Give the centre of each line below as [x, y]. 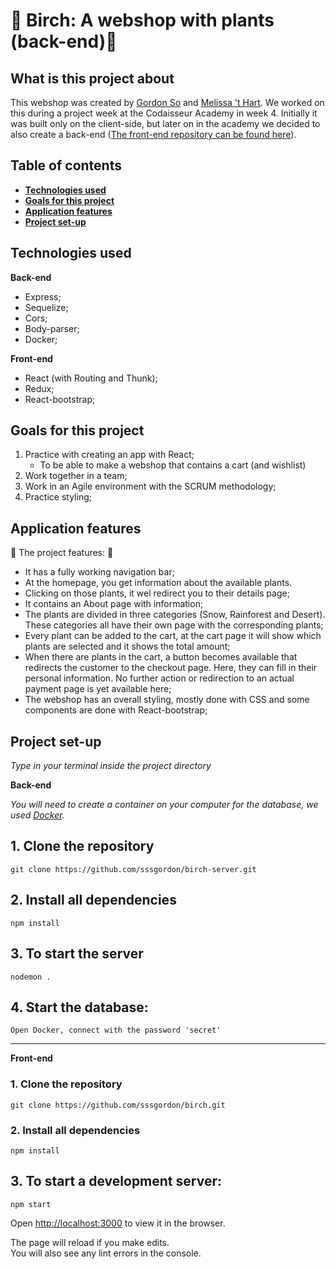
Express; [43, 296]
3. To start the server [77, 954]
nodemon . [31, 977]
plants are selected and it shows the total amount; [127, 646]
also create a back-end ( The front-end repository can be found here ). [153, 134]
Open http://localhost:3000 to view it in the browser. [118, 1223]
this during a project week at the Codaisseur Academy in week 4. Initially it [164, 113]
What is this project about [92, 78]
